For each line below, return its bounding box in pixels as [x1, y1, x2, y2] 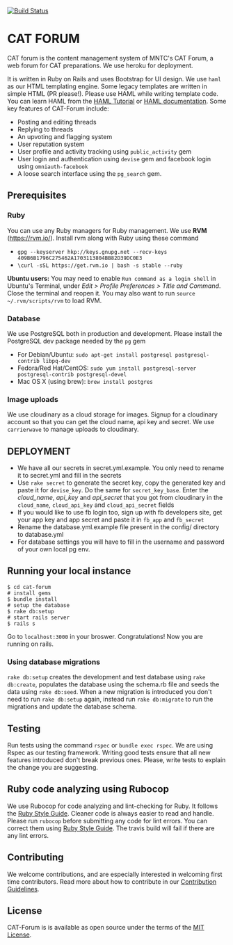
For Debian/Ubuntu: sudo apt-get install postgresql [17, 350, 172, 358]
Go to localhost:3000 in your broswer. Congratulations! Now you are [7, 632, 203, 640]
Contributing [7, 852, 64, 864]
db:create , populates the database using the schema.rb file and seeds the [7, 680, 220, 688]
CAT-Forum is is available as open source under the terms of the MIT [7, 923, 204, 932]
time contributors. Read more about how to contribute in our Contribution [7, 877, 217, 886]
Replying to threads [17, 125, 74, 134]
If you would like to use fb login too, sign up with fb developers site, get [17, 508, 223, 517]
